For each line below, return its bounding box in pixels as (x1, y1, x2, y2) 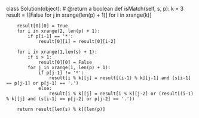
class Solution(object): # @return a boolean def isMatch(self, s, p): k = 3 (6, 5, 184, 12)
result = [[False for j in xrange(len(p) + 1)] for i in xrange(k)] (6, 11, 152, 18)
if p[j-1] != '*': (38, 70, 84, 76)
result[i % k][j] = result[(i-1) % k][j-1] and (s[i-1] (48, 75, 191, 81)
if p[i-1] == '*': (27, 33, 74, 39)
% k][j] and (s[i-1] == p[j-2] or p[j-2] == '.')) (6, 96, 135, 102)
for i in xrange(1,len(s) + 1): (17, 49, 97, 55)
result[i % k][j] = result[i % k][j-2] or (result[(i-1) (48, 91, 194, 97)
